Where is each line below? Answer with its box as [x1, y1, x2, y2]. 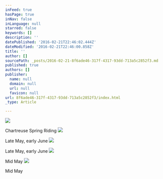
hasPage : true [5, 12, 35, 17]
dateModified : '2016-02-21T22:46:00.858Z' [5, 44, 94, 49]
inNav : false [5, 16, 32, 21]
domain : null [9, 81, 37, 86]
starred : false [5, 26, 37, 31]
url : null [9, 86, 30, 91]
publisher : [5, 72, 28, 77]
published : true [5, 63, 39, 68]
